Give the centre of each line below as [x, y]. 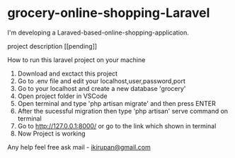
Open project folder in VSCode [62, 96]
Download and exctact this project [68, 73]
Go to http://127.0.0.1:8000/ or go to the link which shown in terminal [117, 126]
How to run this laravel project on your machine [76, 60]
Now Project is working [52, 133]
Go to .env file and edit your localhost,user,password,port [101, 81]
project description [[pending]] [52, 46]
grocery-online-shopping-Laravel [109, 13]
